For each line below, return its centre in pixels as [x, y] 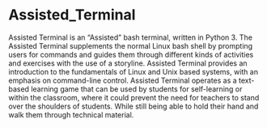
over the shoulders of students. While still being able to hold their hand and [133, 106]
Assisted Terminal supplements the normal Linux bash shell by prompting [131, 45]
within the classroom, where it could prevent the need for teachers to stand [134, 97]
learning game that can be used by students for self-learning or [137, 89]
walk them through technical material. [71, 114]
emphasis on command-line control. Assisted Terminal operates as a [123, 80]
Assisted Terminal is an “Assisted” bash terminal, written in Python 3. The [131, 37]
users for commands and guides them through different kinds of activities [131, 54]
